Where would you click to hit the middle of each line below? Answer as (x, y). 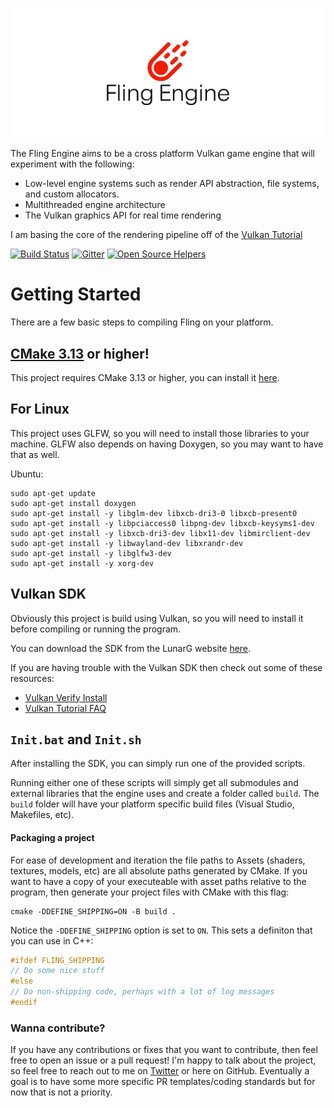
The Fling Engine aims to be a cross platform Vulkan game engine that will (162, 154)
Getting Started (76, 294)
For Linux (40, 409)
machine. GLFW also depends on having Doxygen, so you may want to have (167, 444)
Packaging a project (52, 837)
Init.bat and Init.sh (76, 739)
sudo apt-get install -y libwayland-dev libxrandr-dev (127, 543)
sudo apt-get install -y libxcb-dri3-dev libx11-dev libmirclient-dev (160, 533)
